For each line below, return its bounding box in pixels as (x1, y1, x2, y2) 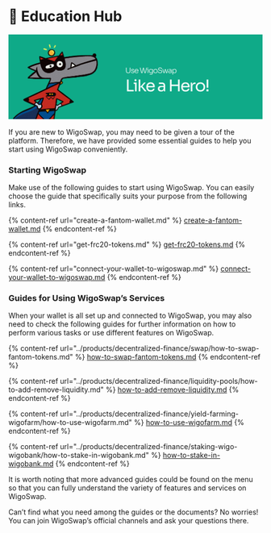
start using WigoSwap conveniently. (8, 144, 128, 154)
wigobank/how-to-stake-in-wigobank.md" (8, 451, 149, 460)
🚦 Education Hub (8, 7, 123, 26)
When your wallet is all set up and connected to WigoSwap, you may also (8, 310, 252, 321)
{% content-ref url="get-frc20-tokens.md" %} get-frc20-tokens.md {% (8, 239, 246, 249)
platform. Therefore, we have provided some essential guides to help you (8, 135, 252, 145)
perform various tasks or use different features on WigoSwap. (8, 328, 215, 338)
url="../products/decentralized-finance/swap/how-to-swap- (60, 344, 260, 353)
